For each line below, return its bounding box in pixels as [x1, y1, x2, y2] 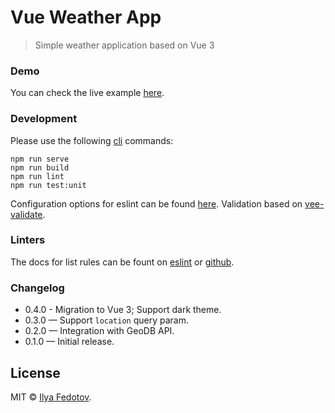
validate [10, 208, 43, 220]
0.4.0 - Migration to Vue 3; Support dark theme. [24, 304, 222, 316]
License [10, 364, 61, 381]
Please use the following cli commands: [10, 134, 174, 146]
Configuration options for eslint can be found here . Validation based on [10, 197, 303, 210]
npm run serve [10, 154, 70, 164]
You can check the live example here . [10, 87, 165, 99]
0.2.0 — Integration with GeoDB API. [24, 325, 175, 337]
